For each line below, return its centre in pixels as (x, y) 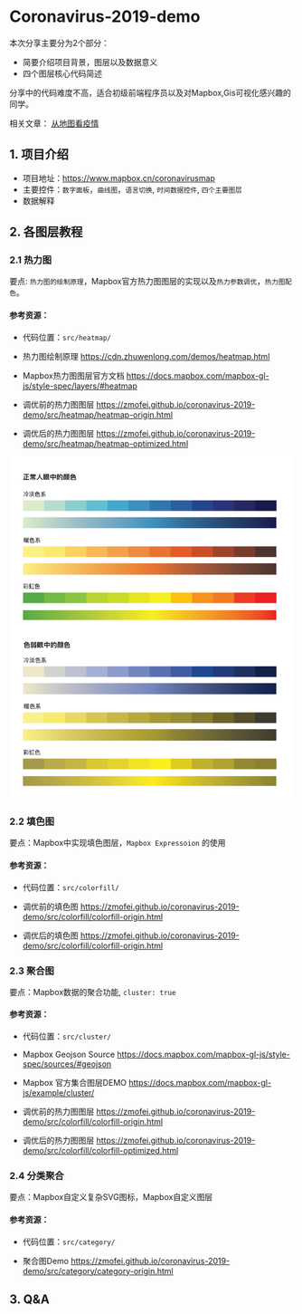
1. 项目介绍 (39, 154)
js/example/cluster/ (58, 1093)
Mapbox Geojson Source (69, 1055)
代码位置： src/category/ (69, 1242)
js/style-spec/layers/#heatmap (80, 386)
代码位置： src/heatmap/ (66, 337)
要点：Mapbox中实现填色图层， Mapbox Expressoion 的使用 (118, 843)
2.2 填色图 (32, 821)
